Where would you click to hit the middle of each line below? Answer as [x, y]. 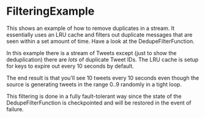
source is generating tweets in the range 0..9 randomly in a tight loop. [94, 84]
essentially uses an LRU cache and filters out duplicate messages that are [99, 34]
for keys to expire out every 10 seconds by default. [70, 66]
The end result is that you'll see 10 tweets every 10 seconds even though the [103, 78]
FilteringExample [50, 11]
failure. [15, 109]
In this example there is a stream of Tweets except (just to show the [91, 53]
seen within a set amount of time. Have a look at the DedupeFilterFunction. [100, 41]
